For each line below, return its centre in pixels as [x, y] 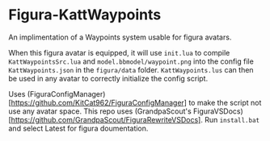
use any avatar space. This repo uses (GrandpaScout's [100, 111]
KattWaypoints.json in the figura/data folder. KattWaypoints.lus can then [131, 69]
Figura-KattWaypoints [85, 15]
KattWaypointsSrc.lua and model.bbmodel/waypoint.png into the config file [131, 61]
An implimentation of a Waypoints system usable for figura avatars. [120, 37]
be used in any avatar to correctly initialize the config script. [108, 78]
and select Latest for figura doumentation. [78, 128]
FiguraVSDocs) [218, 111]
